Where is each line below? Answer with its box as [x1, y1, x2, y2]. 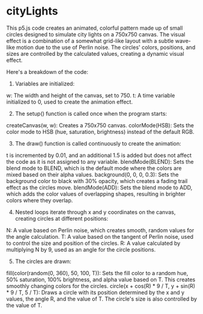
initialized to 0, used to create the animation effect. [6, 98, 133, 105]
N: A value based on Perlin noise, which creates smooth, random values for [6, 226, 195, 234]
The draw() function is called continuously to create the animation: [15, 139, 182, 147]
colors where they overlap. [6, 196, 73, 204]
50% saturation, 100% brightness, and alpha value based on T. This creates [6, 276, 196, 283]
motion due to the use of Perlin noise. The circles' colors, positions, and [16, 44, 196, 51]
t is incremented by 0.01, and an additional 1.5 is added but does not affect [6, 152, 192, 159]
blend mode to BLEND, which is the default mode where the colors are [6, 164, 182, 172]
